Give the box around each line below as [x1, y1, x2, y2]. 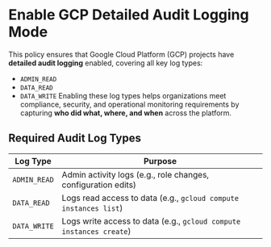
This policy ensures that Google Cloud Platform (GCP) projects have [8, 49, 235, 59]
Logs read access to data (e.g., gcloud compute [61, 192, 240, 203]
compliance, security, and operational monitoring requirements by [19, 99, 240, 109]
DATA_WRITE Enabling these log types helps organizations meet [19, 90, 227, 100]
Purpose [144, 155, 177, 166]
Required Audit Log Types [8, 132, 142, 145]
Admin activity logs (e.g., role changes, [61, 169, 210, 180]
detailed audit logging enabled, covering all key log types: [8, 58, 203, 68]
